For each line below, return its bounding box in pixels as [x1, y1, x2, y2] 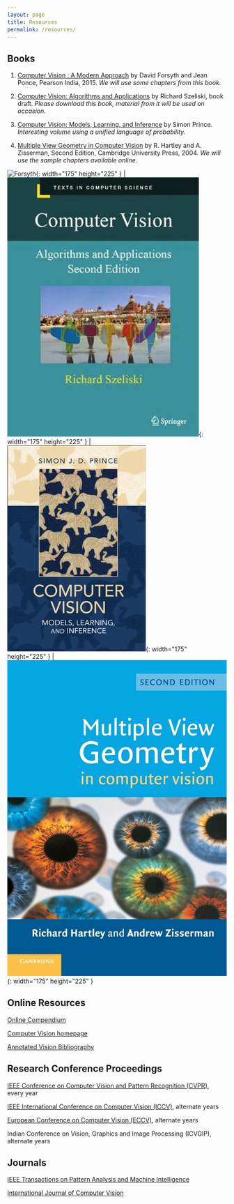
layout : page [7, 11, 45, 18]
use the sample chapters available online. [17, 156, 138, 165]
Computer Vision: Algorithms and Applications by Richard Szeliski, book [17, 92, 224, 100]
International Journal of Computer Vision [7, 1189, 124, 1197]
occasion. [17, 107, 47, 115]
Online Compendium [7, 1015, 66, 1024]
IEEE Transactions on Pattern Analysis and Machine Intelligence [7, 1175, 190, 1184]
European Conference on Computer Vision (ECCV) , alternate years [7, 1115, 198, 1124]
